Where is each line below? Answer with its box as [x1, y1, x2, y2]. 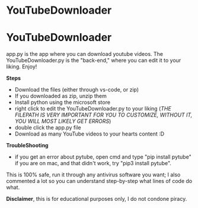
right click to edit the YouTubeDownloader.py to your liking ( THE [14, 105, 172, 112]
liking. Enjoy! [6, 63, 37, 70]
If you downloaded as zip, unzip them [14, 93, 107, 100]
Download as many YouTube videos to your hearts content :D [14, 130, 165, 137]
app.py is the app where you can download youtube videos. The [6, 51, 163, 58]
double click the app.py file [14, 124, 81, 131]
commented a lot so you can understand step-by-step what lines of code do [6, 178, 193, 185]
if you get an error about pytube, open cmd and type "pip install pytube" [14, 153, 191, 160]
